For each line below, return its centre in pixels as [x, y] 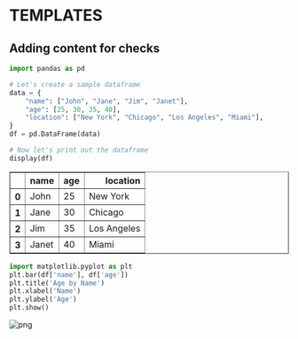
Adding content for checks [85, 48]
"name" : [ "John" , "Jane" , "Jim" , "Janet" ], [107, 101]
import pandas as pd [47, 68]
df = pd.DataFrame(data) [55, 134]
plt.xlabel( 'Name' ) [45, 291]
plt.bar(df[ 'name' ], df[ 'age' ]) [69, 275]
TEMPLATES [56, 16]
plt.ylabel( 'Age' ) [43, 300]
